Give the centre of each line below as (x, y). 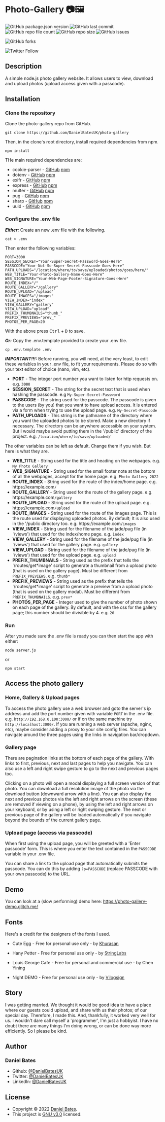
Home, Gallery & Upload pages (42, 698)
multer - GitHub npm (33, 191)
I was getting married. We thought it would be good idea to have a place (78, 1005)
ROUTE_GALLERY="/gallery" (32, 287)
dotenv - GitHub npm (34, 175)
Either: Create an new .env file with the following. (55, 230)
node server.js (21, 650)
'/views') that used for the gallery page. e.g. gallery (65, 544)
